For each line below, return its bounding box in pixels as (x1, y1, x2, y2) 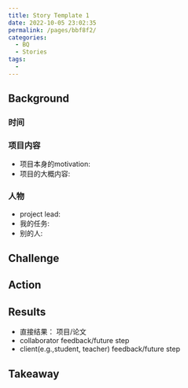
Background (8, 92, 69, 105)
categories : (8, 33, 47, 42)
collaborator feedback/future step (19, 336, 130, 346)
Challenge (8, 252, 60, 265)
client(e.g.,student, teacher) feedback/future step (19, 344, 181, 354)
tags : (8, 56, 26, 64)
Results (8, 305, 46, 319)
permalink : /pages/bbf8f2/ (8, 26, 97, 34)
